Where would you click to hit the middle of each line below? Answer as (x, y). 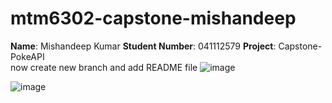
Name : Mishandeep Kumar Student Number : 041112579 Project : (143, 46)
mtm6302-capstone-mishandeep (153, 18)
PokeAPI (27, 56)
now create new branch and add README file (104, 67)
